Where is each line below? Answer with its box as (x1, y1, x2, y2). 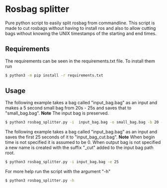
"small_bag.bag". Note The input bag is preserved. (5, 110, 109, 116)
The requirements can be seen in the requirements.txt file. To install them (5, 58, 156, 64)
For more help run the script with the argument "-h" (5, 169, 111, 175)
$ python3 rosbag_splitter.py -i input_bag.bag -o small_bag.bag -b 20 (5, 120, 159, 125)
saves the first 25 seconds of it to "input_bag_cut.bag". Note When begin (5, 134, 155, 140)
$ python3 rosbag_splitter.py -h (5, 178, 75, 183)
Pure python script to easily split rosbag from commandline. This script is (5, 20, 155, 26)
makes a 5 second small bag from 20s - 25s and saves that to (5, 105, 132, 111)
